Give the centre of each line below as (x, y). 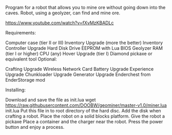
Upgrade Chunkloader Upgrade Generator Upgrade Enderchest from (78, 74)
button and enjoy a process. (35, 127)
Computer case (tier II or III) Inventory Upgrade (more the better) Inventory (84, 43)
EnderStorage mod (25, 80)
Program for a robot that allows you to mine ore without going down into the (85, 7)
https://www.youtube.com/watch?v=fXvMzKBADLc (60, 23)
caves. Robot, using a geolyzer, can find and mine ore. (63, 13)
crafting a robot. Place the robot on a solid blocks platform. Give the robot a (85, 116)
